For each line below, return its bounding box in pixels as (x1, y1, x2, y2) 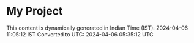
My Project (6, 4, 63, 18)
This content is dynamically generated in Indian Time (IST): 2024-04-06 (6, 24, 188, 31)
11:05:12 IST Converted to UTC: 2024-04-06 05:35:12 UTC (6, 30, 154, 38)
